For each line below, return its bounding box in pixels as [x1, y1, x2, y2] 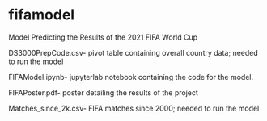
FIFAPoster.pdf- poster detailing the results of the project [8, 87, 198, 98]
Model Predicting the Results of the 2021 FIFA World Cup [8, 32, 198, 42]
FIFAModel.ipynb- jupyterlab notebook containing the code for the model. [8, 72, 253, 81]
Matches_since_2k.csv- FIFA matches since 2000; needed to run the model [8, 103, 260, 113]
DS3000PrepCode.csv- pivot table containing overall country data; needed [8, 48, 259, 57]
